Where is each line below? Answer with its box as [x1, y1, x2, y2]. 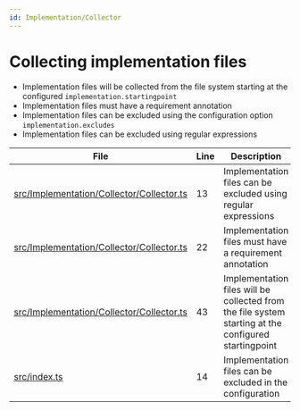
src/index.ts [13, 370, 63, 382]
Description [230, 149, 282, 162]
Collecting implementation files [9, 51, 247, 71]
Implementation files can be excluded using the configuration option [21, 109, 274, 121]
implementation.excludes [21, 121, 115, 130]
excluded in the [222, 376, 288, 389]
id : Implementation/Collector [9, 13, 122, 22]
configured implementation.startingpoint [21, 90, 178, 101]
